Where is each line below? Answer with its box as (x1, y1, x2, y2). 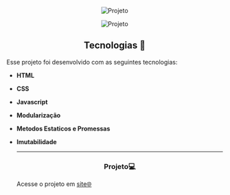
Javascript (16, 97, 48, 106)
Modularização (16, 111, 61, 119)
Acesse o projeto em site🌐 (16, 180, 92, 188)
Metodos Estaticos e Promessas (16, 124, 111, 133)
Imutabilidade (16, 137, 57, 146)
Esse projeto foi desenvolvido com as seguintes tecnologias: (6, 58, 178, 66)
